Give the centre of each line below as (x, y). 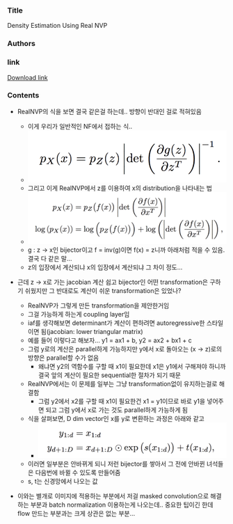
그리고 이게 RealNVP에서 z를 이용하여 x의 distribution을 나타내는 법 (120, 188)
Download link (28, 77)
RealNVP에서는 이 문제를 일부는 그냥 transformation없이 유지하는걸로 (122, 383)
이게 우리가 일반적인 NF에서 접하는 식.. (80, 126)
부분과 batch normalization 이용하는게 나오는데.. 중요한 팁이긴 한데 (122, 505)
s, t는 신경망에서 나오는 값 (63, 481)
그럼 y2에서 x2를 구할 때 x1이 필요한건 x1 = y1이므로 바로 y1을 (122, 401)
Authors (22, 44)
